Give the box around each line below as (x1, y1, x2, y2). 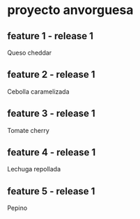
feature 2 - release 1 (7, 69, 95, 80)
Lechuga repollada (7, 165, 61, 174)
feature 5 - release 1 (7, 185, 95, 197)
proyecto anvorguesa (7, 2, 134, 18)
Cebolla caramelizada (7, 87, 70, 96)
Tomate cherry (7, 126, 50, 134)
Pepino (7, 204, 28, 212)
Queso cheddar (7, 48, 52, 57)
